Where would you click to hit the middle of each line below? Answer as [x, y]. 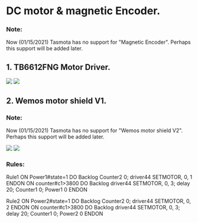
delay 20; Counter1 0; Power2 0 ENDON [55, 214]
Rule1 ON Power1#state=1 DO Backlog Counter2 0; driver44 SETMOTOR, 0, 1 [99, 177]
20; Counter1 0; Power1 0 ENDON [47, 190]
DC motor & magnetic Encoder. [83, 11]
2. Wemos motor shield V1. [56, 101]
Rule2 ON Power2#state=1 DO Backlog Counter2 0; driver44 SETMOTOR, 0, [98, 201]
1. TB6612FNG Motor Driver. [58, 67]
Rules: [15, 164]
